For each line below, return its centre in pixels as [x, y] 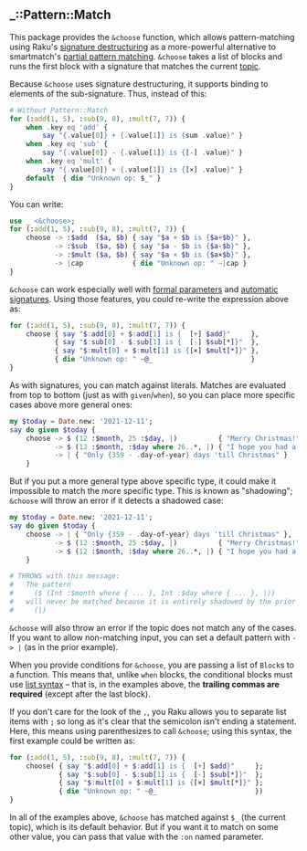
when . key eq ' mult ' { [69, 162]
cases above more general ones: [71, 404]
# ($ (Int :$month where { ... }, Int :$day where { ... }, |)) [143, 594]
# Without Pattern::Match [58, 110]
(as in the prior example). [71, 646]
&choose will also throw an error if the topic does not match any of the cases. [153, 627]
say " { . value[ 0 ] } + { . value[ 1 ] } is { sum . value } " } [143, 136]
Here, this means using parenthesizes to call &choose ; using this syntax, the [151, 730]
